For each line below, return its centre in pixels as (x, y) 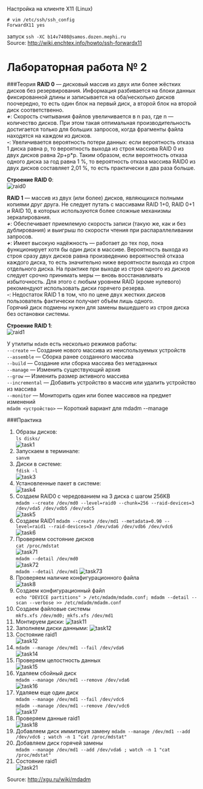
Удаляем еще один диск (47, 692)
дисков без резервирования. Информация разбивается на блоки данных (101, 90)
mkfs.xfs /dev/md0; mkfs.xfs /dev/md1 (64, 616)
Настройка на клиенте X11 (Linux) (50, 9)
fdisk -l (27, 471)
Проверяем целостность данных (58, 660)
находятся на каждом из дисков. (50, 135)
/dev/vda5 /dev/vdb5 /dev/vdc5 (55, 508)
